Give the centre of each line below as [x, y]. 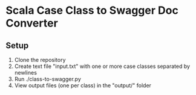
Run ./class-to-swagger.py [47, 79]
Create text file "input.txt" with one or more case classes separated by [102, 66]
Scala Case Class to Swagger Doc [92, 11]
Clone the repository [40, 60]
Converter [32, 23]
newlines [26, 72]
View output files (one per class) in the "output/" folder [83, 85]
